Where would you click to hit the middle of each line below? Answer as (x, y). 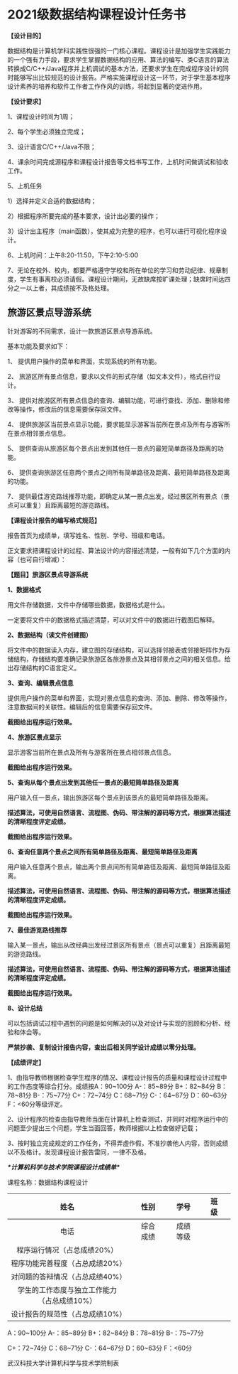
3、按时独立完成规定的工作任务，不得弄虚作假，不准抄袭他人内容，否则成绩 (118, 1143)
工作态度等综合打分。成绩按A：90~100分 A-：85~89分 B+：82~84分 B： (120, 1086)
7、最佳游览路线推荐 (37, 930)
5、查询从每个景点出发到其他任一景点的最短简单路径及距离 (93, 782)
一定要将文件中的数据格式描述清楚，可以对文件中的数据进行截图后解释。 (113, 620)
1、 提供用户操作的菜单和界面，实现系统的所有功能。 (84, 361)
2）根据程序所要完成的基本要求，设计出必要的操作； (84, 216)
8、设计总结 (25, 1008)
